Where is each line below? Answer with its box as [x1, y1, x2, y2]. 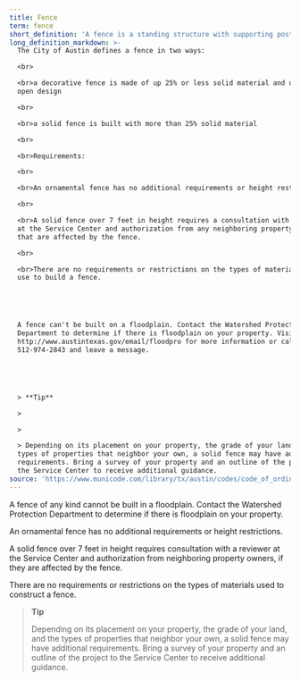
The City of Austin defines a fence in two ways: [17, 46, 205, 55]
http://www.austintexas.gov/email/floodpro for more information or [17, 337, 278, 346]
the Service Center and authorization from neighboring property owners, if [9, 552, 284, 563]
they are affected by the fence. [9, 562, 123, 573]
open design [17, 87, 62, 96]
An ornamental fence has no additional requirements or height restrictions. [9, 525, 283, 536]
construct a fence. [9, 589, 77, 600]
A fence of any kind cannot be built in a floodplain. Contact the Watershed [9, 499, 282, 509]
